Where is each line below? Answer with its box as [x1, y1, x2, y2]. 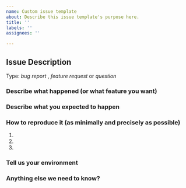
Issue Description [6, 57, 72, 67]
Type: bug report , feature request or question [6, 72, 117, 79]
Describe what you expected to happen [6, 103, 120, 111]
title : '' [6, 19, 30, 25]
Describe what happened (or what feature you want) [6, 87, 157, 95]
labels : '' [6, 25, 33, 31]
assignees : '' [6, 30, 41, 36]
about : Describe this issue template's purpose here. [6, 14, 140, 20]
